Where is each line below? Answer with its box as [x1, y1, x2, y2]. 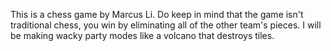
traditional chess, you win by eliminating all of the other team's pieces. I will [10, 19, 322, 31]
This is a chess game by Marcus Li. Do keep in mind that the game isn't [10, 9, 304, 20]
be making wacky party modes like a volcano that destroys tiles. [10, 30, 275, 41]
